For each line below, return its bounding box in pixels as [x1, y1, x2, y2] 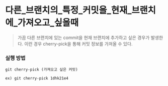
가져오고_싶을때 [17, 17, 79, 28]
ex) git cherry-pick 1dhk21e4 [5, 76, 69, 81]
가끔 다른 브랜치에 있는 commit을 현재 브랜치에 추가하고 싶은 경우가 [17, 34, 150, 40]
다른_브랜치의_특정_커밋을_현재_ [5, 4, 132, 16]
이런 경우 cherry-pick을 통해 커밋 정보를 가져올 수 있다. [24, 40, 133, 46]
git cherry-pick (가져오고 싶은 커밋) [5, 67, 78, 72]
